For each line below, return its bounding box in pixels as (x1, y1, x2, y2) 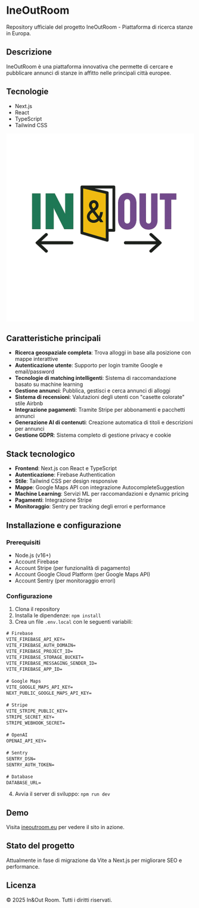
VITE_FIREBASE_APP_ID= (6, 667, 63, 673)
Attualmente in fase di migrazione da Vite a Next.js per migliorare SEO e (6, 857, 182, 864)
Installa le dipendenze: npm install (14, 612, 101, 619)
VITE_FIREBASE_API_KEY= (6, 637, 66, 643)
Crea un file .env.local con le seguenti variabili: (14, 618, 133, 625)
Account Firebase (14, 558, 58, 565)
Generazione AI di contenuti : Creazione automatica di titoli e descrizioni (14, 419, 193, 426)
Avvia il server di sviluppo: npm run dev (14, 790, 110, 797)
